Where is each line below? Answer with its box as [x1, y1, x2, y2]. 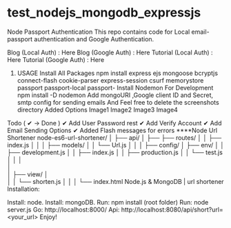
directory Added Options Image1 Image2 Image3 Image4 [17, 105, 178, 114]
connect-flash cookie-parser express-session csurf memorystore [17, 76, 204, 84]
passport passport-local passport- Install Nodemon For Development [17, 83, 214, 92]
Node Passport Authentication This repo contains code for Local [7, 28, 190, 36]
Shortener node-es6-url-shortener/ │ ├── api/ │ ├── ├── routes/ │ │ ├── [7, 133, 222, 142]
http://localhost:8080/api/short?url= [121, 205, 224, 214]
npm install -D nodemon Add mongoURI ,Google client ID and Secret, [17, 91, 214, 99]
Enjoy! [39, 212, 57, 221]
